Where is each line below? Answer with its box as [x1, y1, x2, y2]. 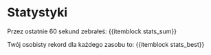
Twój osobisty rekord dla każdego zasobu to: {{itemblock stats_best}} [7, 40, 205, 48]
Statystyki [7, 5, 68, 20]
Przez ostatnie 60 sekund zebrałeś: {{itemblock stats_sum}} [7, 27, 177, 35]
